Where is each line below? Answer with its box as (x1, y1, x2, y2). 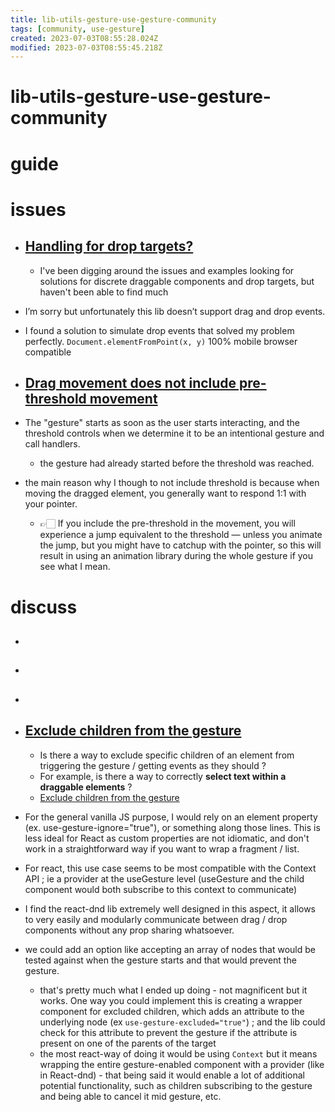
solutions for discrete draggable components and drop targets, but (39, 275, 315, 287)
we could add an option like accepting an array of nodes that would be (24, 943, 316, 955)
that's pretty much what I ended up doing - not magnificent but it (39, 984, 308, 996)
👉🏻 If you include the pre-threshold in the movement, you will (39, 517, 296, 530)
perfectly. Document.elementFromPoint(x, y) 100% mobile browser (24, 335, 298, 347)
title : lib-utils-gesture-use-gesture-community (10, 14, 217, 25)
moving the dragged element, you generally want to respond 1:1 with (24, 487, 307, 500)
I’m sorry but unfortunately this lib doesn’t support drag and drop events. (24, 305, 326, 317)
